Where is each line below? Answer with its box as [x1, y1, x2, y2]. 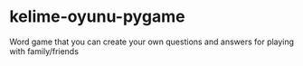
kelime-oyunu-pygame [9, 6, 185, 27]
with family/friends [9, 45, 80, 56]
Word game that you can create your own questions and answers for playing [9, 36, 295, 47]
